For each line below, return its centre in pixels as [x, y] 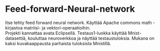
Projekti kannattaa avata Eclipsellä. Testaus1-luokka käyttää [66, 33]
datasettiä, [16, 38]
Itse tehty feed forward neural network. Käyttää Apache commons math [79, 23]
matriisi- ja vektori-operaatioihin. [57, 27]
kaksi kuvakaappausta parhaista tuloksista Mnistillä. [58, 43]
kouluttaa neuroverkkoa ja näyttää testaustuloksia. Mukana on [91, 38]
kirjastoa [14, 27]
